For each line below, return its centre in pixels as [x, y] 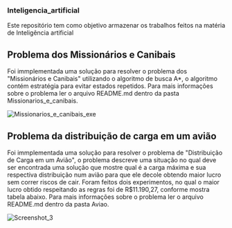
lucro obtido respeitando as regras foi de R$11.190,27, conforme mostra [108, 189]
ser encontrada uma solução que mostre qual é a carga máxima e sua [107, 167]
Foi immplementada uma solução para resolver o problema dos [97, 71]
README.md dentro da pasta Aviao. [58, 204]
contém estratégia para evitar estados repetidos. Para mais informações [110, 86]
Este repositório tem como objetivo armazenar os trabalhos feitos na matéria [116, 26]
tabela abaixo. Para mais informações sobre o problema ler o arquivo [106, 197]
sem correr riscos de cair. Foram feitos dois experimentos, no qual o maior [114, 182]
